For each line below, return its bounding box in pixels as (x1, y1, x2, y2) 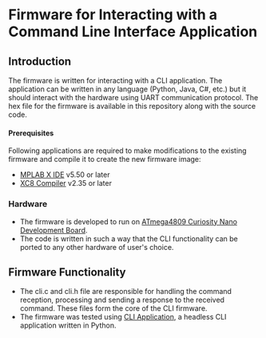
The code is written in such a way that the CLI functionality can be (19, 234, 238, 243)
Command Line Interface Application (8, 22, 258, 41)
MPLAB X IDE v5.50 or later (19, 170, 110, 179)
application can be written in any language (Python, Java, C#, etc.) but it (8, 84, 247, 94)
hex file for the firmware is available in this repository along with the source (8, 102, 256, 111)
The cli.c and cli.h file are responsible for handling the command (19, 287, 232, 296)
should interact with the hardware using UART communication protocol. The (8, 93, 259, 102)
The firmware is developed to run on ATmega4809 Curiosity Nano (19, 216, 238, 226)
